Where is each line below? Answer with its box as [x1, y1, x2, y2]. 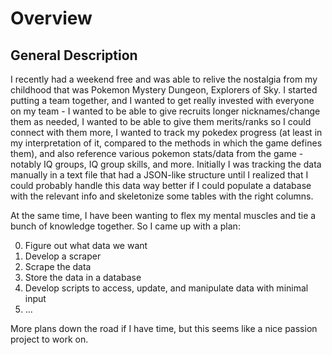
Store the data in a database [24, 272, 142, 283]
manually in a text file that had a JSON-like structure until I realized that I [10, 169, 309, 181]
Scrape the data [24, 261, 92, 272]
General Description [10, 47, 138, 64]
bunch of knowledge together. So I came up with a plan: [10, 220, 241, 232]
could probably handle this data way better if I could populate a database [10, 180, 312, 191]
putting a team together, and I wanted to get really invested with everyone [10, 95, 315, 106]
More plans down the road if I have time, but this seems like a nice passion [10, 323, 318, 334]
